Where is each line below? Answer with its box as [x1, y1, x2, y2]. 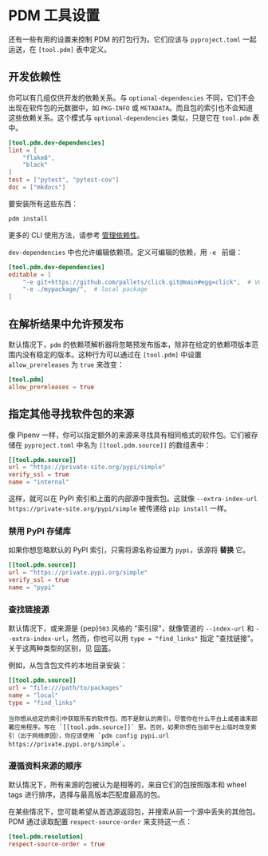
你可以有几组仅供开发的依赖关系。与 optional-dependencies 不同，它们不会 [8, 93, 255, 102]
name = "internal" [8, 478, 69, 487]
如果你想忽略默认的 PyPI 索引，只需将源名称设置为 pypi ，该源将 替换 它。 [8, 545, 250, 555]
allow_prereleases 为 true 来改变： [8, 360, 125, 369]
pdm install [8, 214, 48, 223]
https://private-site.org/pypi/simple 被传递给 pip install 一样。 [8, 504, 231, 513]
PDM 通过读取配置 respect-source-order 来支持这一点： [8, 816, 193, 826]
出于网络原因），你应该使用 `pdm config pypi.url [19, 731, 170, 739]
